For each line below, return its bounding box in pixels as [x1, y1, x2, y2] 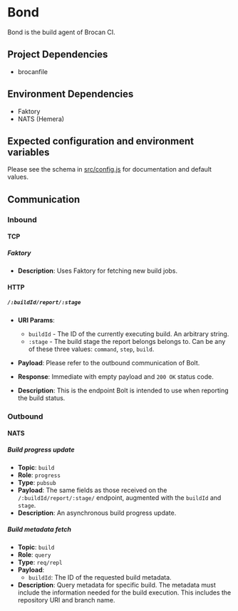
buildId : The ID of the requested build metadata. [28, 573, 172, 582]
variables [7, 146, 50, 158]
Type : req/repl [17, 558, 63, 567]
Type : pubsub [17, 479, 56, 487]
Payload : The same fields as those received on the [17, 486, 167, 495]
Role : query [17, 550, 51, 559]
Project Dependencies [7, 48, 108, 61]
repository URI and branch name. [17, 596, 115, 605]
